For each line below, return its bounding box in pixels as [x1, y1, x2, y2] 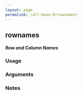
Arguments [5, 71, 34, 78]
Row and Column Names [5, 45, 58, 51]
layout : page [5, 7, 33, 13]
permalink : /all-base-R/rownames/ [5, 12, 78, 17]
